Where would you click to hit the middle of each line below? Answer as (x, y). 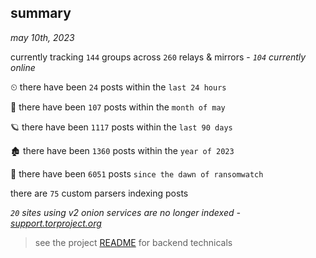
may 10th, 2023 (42, 37)
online (23, 67)
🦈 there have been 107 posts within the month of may (118, 107)
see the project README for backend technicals (133, 242)
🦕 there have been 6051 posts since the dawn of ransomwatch (137, 173)
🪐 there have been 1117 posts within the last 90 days (121, 127)
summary (41, 13)
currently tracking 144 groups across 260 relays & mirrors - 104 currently (158, 57)
